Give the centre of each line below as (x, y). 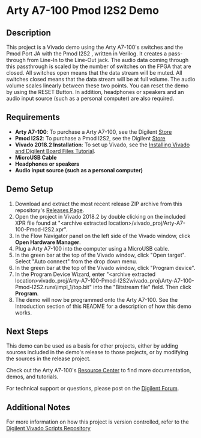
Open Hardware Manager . (48, 242)
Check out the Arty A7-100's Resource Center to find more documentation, (99, 371)
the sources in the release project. (49, 358)
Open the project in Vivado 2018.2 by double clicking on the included (100, 216)
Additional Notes (38, 407)
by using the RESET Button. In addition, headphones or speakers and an (95, 92)
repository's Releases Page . (49, 210)
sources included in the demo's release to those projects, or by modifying (97, 352)
